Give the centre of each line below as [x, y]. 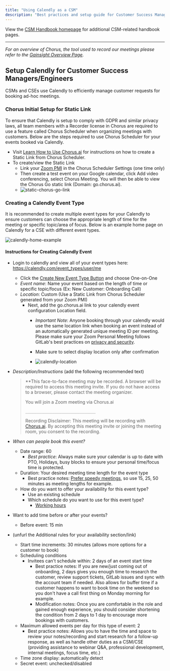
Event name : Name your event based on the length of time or [84, 284]
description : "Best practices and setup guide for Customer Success [79, 15]
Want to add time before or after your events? [60, 515]
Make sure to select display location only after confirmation [97, 352]
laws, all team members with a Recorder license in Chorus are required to [82, 126]
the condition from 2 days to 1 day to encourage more [91, 615]
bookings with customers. [62, 620]
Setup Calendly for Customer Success [67, 70]
